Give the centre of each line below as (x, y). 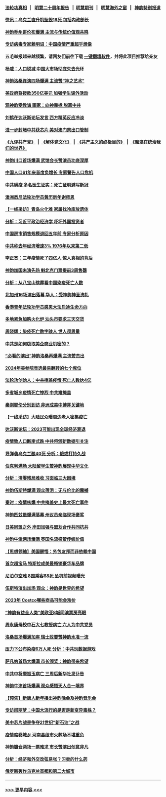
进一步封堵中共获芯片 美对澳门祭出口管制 (47, 130)
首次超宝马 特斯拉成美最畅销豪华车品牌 (45, 563)
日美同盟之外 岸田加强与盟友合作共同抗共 (47, 527)
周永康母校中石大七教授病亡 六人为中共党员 (49, 625)
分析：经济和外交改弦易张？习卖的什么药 (46, 759)
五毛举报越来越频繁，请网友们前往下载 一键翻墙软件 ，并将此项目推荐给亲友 (82, 56)
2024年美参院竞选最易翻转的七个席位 (43, 368)
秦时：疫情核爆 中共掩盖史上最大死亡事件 (47, 502)
